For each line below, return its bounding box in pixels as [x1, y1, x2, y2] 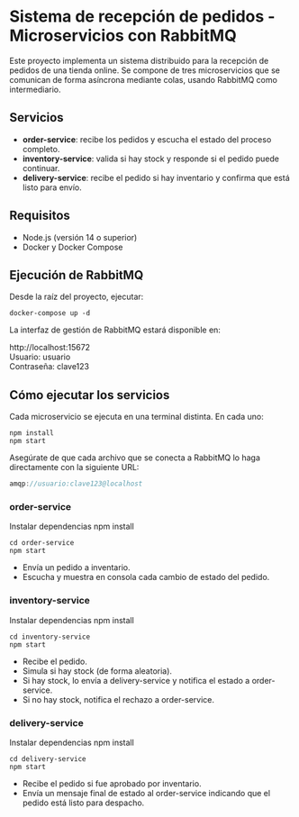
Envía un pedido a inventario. [22, 562, 131, 573]
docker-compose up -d [9, 309, 91, 318]
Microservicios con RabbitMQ [9, 25, 237, 46]
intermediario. [9, 84, 61, 95]
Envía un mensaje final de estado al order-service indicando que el [22, 787, 271, 798]
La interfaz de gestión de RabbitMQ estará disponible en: [9, 324, 221, 335]
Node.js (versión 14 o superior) [22, 231, 138, 242]
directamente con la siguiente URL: [9, 462, 140, 473]
